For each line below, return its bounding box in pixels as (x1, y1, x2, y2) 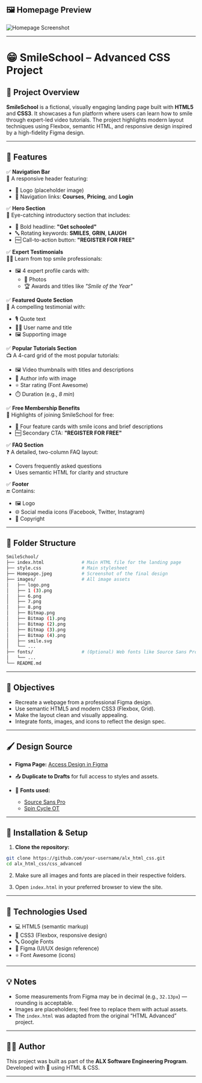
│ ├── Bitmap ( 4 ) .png (6, 632, 66, 638)
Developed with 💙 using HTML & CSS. (6, 1064, 100, 1071)
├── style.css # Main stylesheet (6, 565, 128, 571)
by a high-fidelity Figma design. (6, 129, 85, 136)
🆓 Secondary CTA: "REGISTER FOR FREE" (14, 429, 122, 436)
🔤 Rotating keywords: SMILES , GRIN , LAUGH (14, 229, 127, 237)
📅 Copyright (14, 515, 45, 522)
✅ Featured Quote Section (6, 296, 73, 303)
